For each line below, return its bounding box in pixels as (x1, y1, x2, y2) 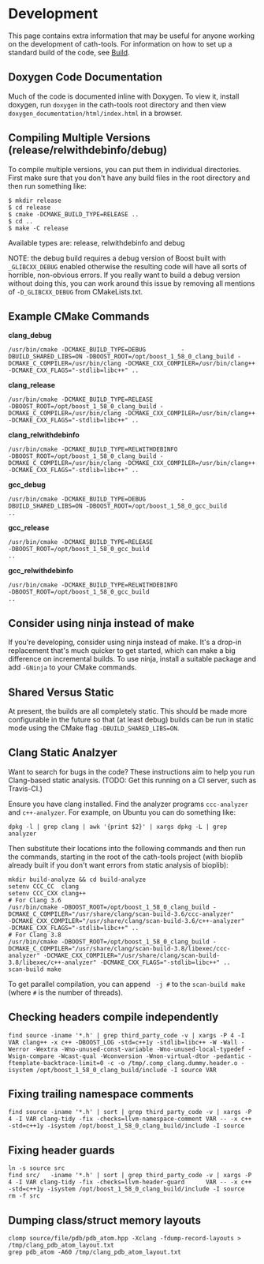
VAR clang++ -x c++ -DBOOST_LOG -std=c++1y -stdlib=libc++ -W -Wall (8, 1038, 238, 1046)
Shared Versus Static (8, 685, 114, 699)
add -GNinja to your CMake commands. (8, 662, 137, 672)
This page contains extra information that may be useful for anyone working (8, 31, 255, 40)
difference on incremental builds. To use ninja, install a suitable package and (8, 655, 257, 664)
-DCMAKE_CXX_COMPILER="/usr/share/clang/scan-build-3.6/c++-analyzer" (8, 917, 245, 925)
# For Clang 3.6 (8, 896, 61, 904)
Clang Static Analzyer (8, 746, 118, 760)
